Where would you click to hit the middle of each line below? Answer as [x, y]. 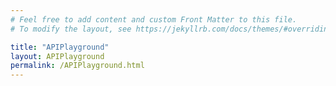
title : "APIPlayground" [60, 47]
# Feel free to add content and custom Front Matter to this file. [154, 19]
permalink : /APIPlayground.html [77, 66]
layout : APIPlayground [57, 56]
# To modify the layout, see [71, 29]
